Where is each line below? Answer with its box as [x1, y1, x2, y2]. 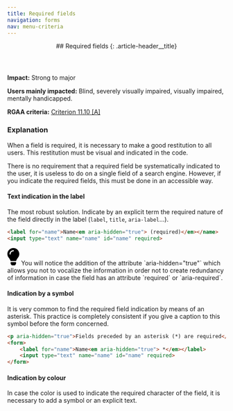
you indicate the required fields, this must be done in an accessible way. [7, 176, 214, 184]
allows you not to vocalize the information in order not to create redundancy [7, 266, 224, 274]
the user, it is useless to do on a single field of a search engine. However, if [7, 169, 221, 177]
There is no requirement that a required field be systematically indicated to [7, 161, 221, 170]
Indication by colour [7, 374, 67, 382]
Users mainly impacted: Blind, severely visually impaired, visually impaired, [7, 87, 224, 96]
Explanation [7, 125, 49, 135]
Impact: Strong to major [7, 73, 76, 82]
